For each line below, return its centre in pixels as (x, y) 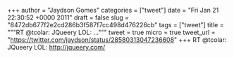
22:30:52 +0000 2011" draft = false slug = (68, 17)
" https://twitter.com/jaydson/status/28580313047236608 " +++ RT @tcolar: (117, 40)
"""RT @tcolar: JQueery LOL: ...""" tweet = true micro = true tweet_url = (111, 32)
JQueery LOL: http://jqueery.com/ (56, 47)
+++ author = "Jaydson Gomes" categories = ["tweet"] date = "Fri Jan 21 (113, 10)
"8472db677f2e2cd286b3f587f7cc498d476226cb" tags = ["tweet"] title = (116, 25)
